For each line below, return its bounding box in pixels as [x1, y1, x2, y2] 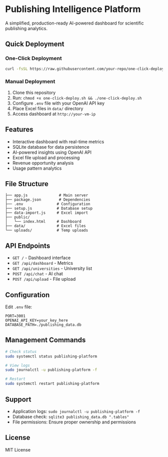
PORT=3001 [5, 314, 26, 319]
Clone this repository [12, 89, 56, 96]
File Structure [5, 180, 48, 188]
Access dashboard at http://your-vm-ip [12, 111, 96, 117]
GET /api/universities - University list [12, 265, 92, 271]
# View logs [5, 363, 30, 368]
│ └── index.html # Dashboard [5, 219, 81, 224]
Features [5, 125, 33, 134]
